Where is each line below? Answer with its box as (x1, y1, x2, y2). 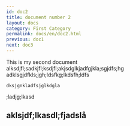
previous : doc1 (6, 36, 44, 42)
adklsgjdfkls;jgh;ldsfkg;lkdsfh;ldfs (6, 71, 90, 78)
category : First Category (6, 25, 71, 32)
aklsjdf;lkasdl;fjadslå (6, 110, 87, 121)
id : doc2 (6, 8, 28, 15)
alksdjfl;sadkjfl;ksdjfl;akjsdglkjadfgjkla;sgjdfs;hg (6, 64, 125, 72)
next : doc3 (6, 42, 34, 48)
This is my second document (6, 58, 78, 66)
